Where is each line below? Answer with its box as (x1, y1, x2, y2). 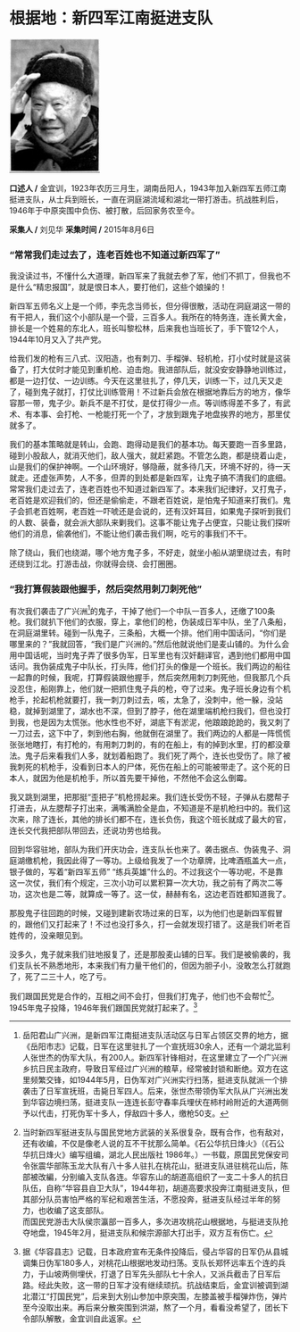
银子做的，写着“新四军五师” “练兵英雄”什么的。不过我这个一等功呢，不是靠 (9, 867, 284, 878)
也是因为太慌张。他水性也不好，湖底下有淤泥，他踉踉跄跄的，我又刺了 (32, 717, 291, 728)
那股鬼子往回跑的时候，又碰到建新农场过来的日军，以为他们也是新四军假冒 (9, 908, 283, 919)
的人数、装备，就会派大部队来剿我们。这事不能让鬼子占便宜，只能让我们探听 (9, 517, 291, 528)
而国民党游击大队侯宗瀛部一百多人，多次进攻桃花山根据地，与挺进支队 (21, 1216, 281, 1227)
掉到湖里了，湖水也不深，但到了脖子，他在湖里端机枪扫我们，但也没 (32, 706, 283, 717)
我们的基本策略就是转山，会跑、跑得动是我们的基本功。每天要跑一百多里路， (9, 439, 291, 450)
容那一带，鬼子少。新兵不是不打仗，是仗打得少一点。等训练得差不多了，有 (9, 398, 283, 409)
